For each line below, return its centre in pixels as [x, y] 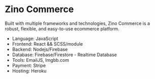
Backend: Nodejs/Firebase [40, 49]
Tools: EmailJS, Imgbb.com [40, 60]
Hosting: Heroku [29, 71]
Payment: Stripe [29, 65]
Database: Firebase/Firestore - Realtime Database [65, 55]
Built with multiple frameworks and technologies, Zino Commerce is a [77, 23]
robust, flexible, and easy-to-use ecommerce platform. [62, 28]
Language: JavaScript [35, 38]
